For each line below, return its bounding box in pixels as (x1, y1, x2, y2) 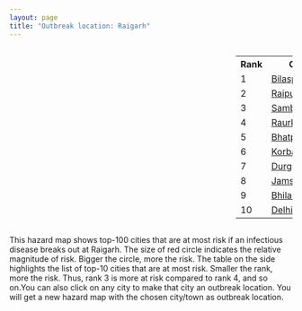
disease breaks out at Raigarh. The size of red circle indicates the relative (9, 244, 281, 255)
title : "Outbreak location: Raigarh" (9, 22, 151, 30)
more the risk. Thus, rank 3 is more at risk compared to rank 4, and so (9, 272, 268, 283)
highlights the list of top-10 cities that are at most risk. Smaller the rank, (9, 263, 273, 273)
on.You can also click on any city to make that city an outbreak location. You (9, 281, 292, 292)
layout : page (9, 13, 58, 22)
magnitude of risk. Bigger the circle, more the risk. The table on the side (9, 253, 276, 264)
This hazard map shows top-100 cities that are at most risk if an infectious (9, 234, 283, 245)
